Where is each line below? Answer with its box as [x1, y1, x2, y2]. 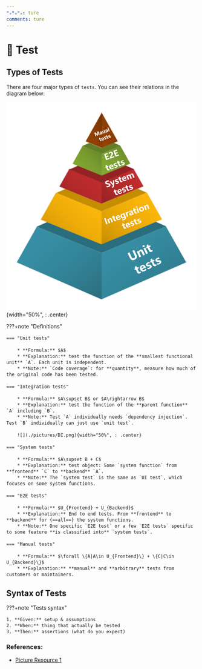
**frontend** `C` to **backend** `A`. [6, 468, 104, 475]
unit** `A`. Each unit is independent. [6, 359, 107, 366]
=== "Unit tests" [6, 335, 50, 342]
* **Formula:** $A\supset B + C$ [17, 456, 102, 463]
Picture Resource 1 [15, 656, 62, 664]
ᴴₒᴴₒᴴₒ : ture [6, 10, 39, 16]
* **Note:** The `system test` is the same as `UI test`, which [17, 474, 183, 481]
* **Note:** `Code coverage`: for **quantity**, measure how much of [17, 365, 197, 372]
